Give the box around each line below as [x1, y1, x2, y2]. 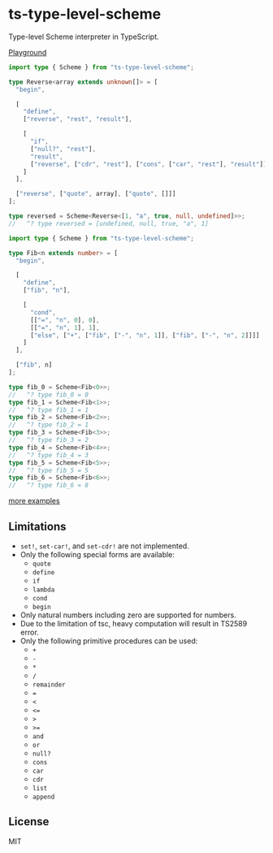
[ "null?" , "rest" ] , [29, 145, 96, 153]
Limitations [8, 519, 67, 533]
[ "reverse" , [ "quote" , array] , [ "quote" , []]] [15, 190, 176, 198]
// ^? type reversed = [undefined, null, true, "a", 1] [8, 219, 209, 227]
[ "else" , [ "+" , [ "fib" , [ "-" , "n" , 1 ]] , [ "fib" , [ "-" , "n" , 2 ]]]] [29, 331, 260, 340]
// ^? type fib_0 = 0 [8, 391, 89, 399]
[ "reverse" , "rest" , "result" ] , [23, 115, 132, 123]
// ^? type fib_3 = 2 [8, 436, 89, 444]
